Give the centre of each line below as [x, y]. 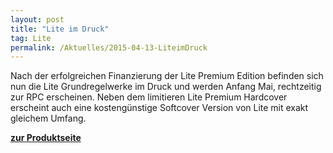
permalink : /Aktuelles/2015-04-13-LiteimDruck [109, 47]
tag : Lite [31, 38]
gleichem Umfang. [48, 118]
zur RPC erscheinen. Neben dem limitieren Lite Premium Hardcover [149, 97]
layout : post [37, 19]
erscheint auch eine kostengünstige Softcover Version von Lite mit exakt [159, 108]
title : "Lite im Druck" [60, 29]
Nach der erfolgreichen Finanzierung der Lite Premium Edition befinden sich [167, 76]
